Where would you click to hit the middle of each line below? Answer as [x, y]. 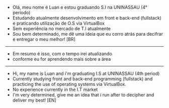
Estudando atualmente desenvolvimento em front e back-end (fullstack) [87, 18]
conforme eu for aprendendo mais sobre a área [62, 59]
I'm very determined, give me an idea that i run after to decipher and [83, 95]
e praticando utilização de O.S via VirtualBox [58, 23]
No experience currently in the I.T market [55, 89]
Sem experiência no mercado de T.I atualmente [61, 29]
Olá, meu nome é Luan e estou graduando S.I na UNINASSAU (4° [80, 7]
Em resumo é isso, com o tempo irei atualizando [62, 54]
